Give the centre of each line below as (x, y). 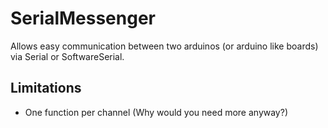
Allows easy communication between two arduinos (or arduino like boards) (164, 46)
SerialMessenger (83, 18)
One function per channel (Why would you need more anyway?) (156, 112)
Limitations (46, 88)
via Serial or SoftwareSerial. (67, 56)
